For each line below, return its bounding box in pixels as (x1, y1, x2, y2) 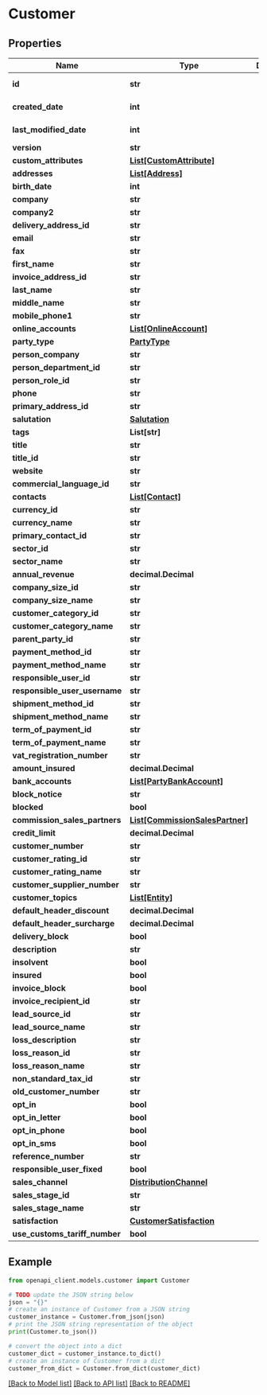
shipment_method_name (12, 711, 109, 722)
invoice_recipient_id (12, 996, 91, 1007)
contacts (12, 491, 47, 502)
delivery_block (12, 931, 69, 941)
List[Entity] (130, 892, 173, 903)
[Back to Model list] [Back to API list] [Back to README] (8, 1378, 191, 1389)
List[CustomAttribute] (130, 155, 215, 166)
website (12, 466, 44, 476)
